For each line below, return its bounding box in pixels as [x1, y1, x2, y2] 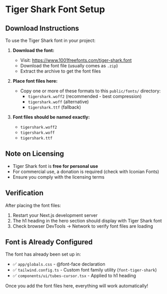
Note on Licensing [5, 150, 65, 158]
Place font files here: [12, 78, 58, 84]
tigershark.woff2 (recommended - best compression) [27, 93, 142, 99]
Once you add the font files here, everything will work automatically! [5, 283, 149, 289]
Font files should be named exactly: [12, 114, 90, 120]
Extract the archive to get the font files [20, 68, 101, 74]
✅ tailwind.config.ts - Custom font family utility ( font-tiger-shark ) [12, 267, 157, 273]
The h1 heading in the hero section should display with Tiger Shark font [12, 217, 162, 224]
